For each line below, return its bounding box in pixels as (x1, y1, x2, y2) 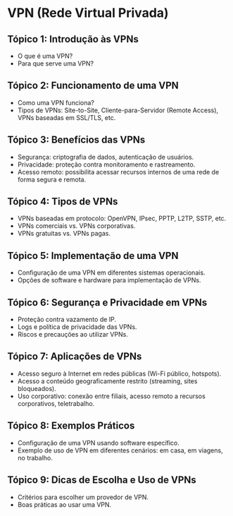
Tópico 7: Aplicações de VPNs (7, 351, 142, 363)
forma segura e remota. (17, 175, 87, 184)
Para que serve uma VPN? (17, 59, 94, 68)
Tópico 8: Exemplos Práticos (7, 420, 135, 432)
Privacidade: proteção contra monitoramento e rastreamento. (17, 160, 196, 169)
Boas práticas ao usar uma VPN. (17, 500, 112, 509)
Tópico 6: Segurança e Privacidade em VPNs (7, 296, 208, 308)
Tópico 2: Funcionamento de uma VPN (7, 80, 180, 92)
